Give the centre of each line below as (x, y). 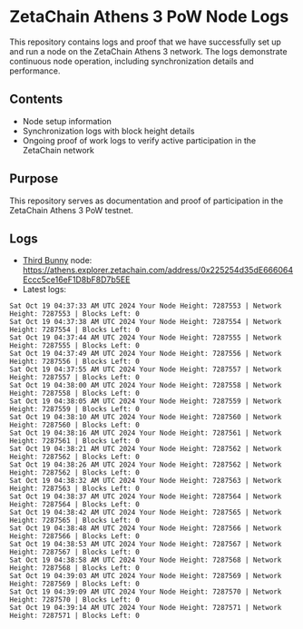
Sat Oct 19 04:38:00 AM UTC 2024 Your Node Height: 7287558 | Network (146, 386)
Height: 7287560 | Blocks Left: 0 (75, 425)
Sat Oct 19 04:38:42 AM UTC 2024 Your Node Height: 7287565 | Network (146, 513)
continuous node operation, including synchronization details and (132, 61)
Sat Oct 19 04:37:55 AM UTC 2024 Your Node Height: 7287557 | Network (146, 369)
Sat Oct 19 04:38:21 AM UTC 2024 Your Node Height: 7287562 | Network (146, 449)
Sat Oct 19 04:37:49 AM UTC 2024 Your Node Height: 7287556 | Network (146, 354)
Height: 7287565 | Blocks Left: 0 (75, 521)
